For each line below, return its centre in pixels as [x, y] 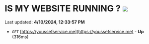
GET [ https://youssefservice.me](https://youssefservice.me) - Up [78, 31]
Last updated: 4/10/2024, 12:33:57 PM [45, 22]
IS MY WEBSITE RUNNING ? [63, 9]
